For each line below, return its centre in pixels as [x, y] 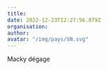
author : [18, 33]
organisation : [28, 26]
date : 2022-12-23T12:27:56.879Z [54, 20]
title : [17, 14]
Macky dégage [29, 59]
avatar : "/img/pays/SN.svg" [48, 40]
